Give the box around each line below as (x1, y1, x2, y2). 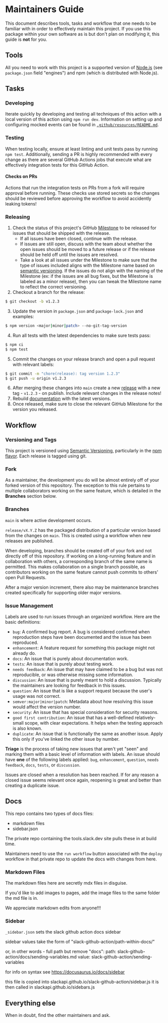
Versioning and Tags (5, 436, 57, 443)
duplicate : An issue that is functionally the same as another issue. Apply (12, 731, 163, 737)
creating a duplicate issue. (5, 783, 60, 789)
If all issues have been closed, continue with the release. (20, 236, 137, 242)
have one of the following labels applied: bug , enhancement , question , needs (5, 756, 159, 763)
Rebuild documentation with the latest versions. (12, 395, 112, 402)
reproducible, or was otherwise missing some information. (12, 672, 133, 678)
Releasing (5, 213, 30, 220)
